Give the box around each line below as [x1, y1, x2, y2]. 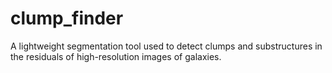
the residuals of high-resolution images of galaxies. [10, 50, 222, 62]
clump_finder [10, 7, 124, 30]
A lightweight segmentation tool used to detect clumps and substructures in [10, 40, 323, 52]
